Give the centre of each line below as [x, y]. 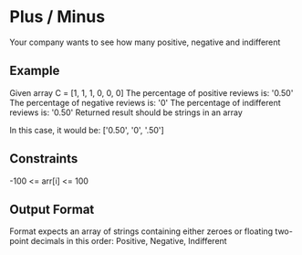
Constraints [44, 159]
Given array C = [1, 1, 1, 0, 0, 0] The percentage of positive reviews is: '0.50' [151, 92]
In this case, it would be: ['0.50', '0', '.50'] [87, 130]
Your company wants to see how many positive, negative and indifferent [145, 42]
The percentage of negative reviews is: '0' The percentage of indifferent [145, 102]
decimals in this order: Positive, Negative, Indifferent [129, 241]
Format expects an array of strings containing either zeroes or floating [141, 231]
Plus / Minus [57, 17]
